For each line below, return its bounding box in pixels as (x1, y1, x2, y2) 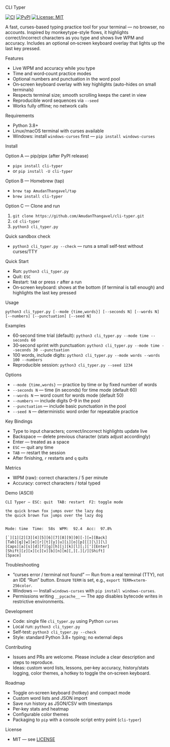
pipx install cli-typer (12, 164, 63, 169)
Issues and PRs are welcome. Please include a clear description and (12, 654, 155, 660)
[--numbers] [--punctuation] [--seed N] (5, 314, 92, 319)
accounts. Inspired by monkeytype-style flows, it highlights (5, 29, 129, 35)
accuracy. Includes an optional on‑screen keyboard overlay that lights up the (5, 40, 165, 46)
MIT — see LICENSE (12, 736, 56, 742)
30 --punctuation (33, 348, 70, 353)
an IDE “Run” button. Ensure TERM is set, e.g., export (12, 577, 120, 583)
